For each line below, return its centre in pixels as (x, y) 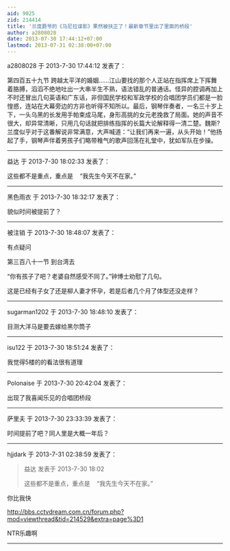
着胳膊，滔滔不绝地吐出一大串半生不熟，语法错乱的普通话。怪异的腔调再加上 (115, 89)
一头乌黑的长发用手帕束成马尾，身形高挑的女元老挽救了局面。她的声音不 (121, 115)
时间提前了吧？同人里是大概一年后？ (58, 433)
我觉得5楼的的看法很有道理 (45, 362)
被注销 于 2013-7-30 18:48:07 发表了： (62, 233)
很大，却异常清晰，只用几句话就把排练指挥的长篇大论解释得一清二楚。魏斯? (114, 123)
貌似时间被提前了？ (34, 211)
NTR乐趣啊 (22, 533)
